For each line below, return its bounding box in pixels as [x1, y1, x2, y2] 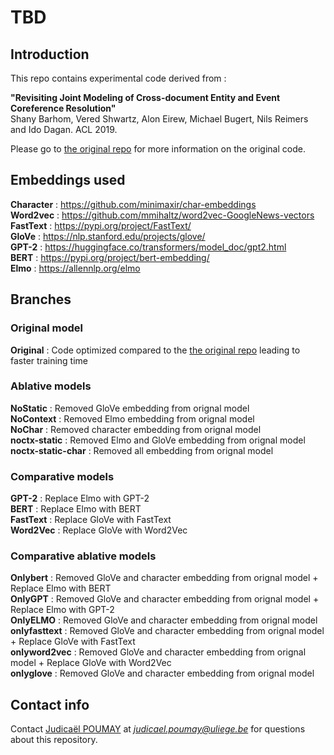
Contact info [10, 696, 90, 713]
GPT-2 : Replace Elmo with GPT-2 [10, 492, 150, 505]
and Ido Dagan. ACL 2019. [10, 124, 118, 135]
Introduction [10, 46, 90, 63]
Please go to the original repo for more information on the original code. [10, 143, 306, 155]
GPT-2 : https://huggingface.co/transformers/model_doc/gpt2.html [10, 241, 287, 253]
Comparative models [10, 469, 115, 483]
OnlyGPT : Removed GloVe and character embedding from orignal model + [10, 593, 320, 605]
